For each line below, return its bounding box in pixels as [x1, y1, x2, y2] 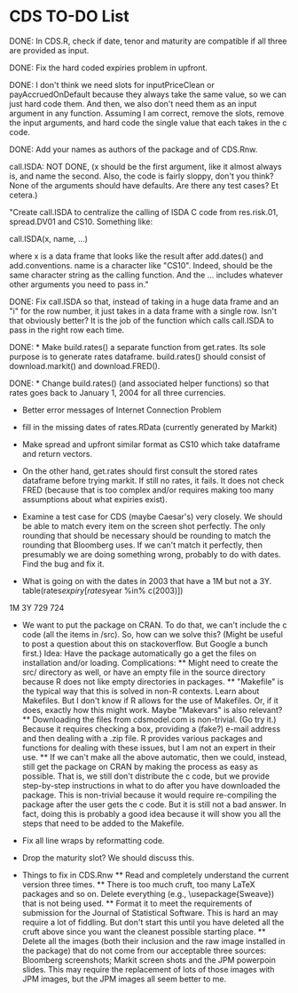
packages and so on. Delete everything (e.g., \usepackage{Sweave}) [21, 888, 275, 899]
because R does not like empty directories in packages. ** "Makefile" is [21, 676, 284, 686]
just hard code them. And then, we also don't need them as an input [9, 98, 257, 108]
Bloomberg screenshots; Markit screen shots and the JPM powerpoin [21, 954, 277, 965]
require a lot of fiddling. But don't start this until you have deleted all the [21, 917, 285, 927]
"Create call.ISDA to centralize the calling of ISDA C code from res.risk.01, [9, 206, 278, 217]
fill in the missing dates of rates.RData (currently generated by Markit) [21, 421, 278, 432]
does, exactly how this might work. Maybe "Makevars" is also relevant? [21, 704, 283, 715]
